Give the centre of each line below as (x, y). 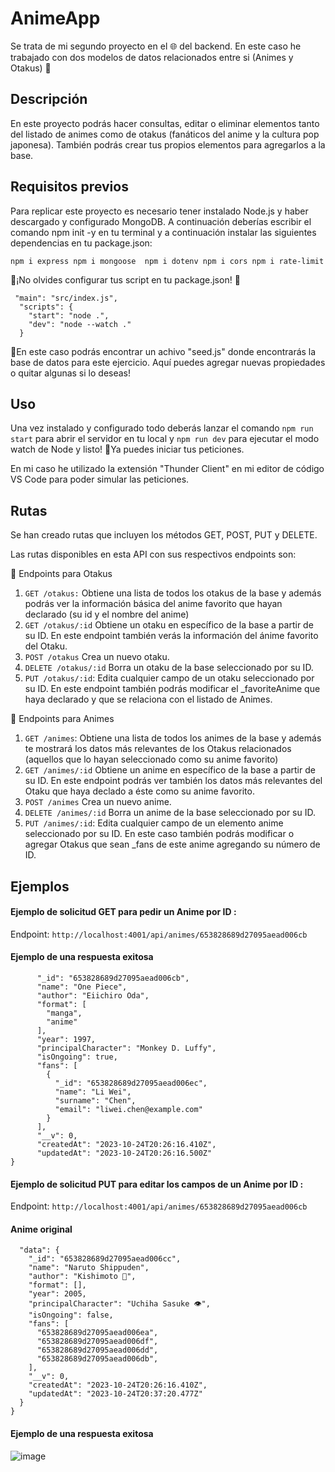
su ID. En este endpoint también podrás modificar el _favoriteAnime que (172, 689)
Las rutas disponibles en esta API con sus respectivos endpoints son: (153, 554)
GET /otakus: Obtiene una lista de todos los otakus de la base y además (173, 593)
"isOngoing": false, (71, 1315)
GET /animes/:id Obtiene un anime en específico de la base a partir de (170, 770)
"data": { (39, 1250)
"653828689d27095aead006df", (97, 1342)
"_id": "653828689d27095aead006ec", (131, 1083)
